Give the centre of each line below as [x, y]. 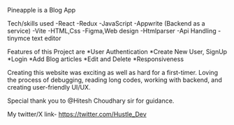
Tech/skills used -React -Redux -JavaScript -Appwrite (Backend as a [106, 23]
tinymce [19, 38]
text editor [46, 38]
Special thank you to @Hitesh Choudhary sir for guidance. [91, 101]
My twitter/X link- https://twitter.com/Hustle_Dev [77, 114]
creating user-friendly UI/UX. [49, 87]
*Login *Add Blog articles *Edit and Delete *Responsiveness [95, 59]
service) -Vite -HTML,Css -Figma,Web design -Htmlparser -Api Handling [112, 31]
